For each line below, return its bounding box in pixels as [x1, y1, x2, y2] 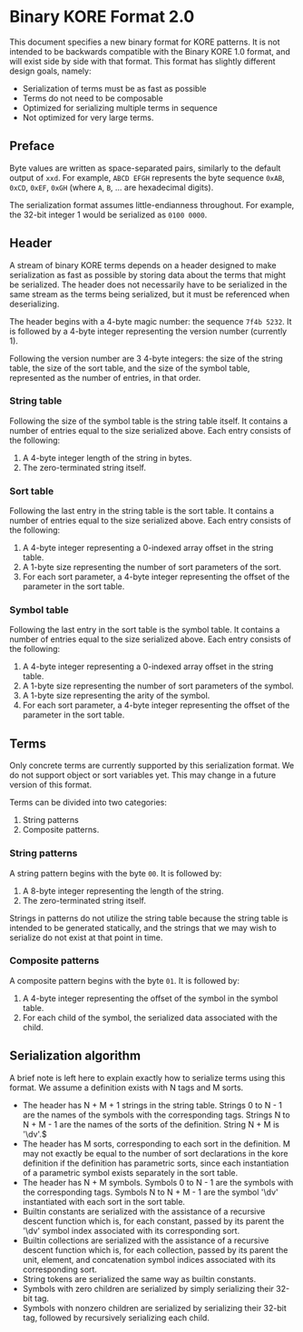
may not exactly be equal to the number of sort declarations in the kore [22, 1147, 288, 1158]
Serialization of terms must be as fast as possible [22, 83, 207, 94]
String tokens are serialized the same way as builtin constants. [22, 1273, 257, 1284]
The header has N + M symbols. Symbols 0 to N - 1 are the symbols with [22, 1177, 294, 1187]
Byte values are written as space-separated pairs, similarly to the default [9, 162, 281, 174]
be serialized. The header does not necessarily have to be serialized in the [9, 279, 288, 290]
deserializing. [9, 298, 60, 309]
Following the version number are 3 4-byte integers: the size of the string [9, 353, 283, 364]
